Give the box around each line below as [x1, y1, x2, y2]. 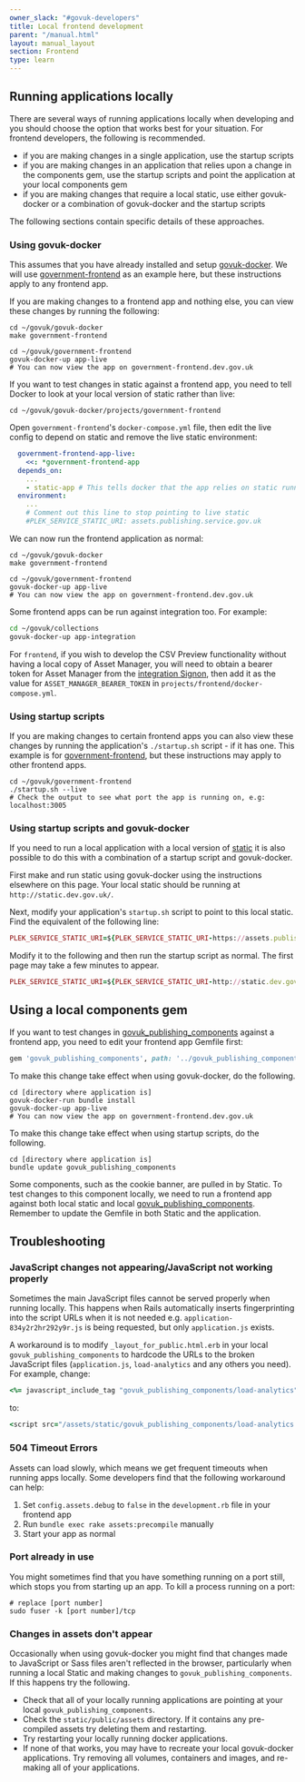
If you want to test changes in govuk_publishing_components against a [9, 1027, 275, 1038]
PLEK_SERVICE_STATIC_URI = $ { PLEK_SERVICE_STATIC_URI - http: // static [9, 978, 266, 987]
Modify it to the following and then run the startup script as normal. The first [9, 950, 294, 961]
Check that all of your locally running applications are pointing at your [22, 1695, 283, 1706]
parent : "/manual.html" [9, 30, 100, 39]
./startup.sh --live [9, 785, 88, 794]
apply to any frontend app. [9, 279, 109, 290]
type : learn [9, 55, 54, 64]
